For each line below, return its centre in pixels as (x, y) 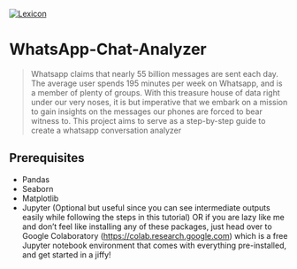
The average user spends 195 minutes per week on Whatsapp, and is (156, 83)
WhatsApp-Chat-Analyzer (108, 50)
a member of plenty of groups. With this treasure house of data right (155, 92)
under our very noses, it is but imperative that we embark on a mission (159, 102)
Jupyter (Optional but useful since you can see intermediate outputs (146, 207)
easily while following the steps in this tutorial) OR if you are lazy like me (153, 217)
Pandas (36, 179)
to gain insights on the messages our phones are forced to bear (146, 111)
